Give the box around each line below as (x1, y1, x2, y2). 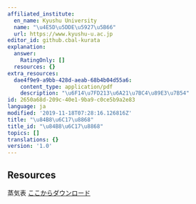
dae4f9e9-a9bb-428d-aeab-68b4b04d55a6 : (14, 76, 133, 84)
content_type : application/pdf (20, 83, 113, 90)
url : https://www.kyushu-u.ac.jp (14, 30, 113, 38)
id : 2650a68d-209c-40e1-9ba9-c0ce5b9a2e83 (7, 97, 135, 104)
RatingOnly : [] (20, 57, 66, 64)
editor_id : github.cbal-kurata (7, 37, 100, 44)
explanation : (7, 43, 46, 50)
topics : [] (7, 129, 40, 136)
